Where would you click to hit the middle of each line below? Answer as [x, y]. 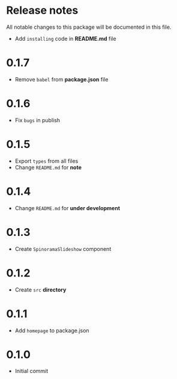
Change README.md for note [48, 167]
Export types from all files [46, 161]
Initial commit [31, 371]
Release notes [42, 10]
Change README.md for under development [67, 208]
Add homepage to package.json [52, 331]
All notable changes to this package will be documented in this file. [89, 27]
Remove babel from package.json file [61, 79]
